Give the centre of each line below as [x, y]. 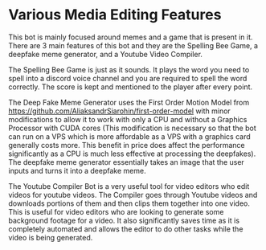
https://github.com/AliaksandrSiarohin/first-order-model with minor [119, 111]
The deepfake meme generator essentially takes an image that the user [127, 162]
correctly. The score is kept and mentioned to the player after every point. [131, 87]
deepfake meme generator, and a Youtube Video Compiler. [106, 54]
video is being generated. [51, 237]
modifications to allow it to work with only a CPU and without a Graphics [128, 119]
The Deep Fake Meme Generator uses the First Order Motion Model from [129, 102]
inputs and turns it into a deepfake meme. [77, 170]
